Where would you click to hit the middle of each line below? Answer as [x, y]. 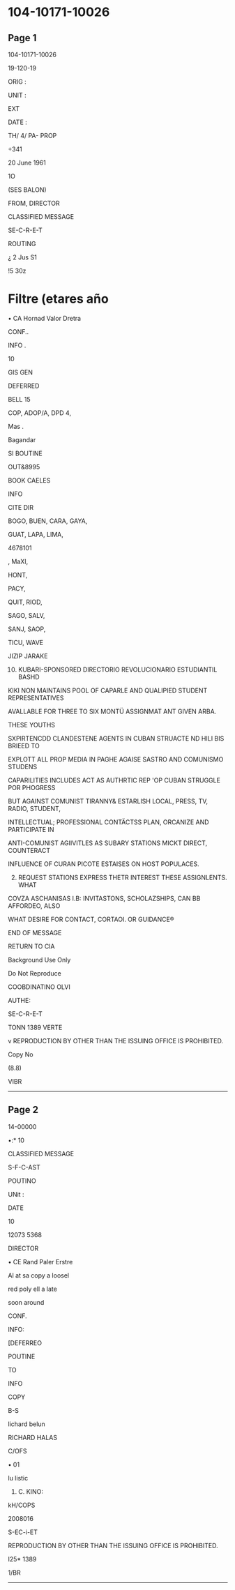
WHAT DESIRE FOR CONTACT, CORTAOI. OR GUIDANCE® [91, 919]
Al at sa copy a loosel [38, 1275]
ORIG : [17, 82]
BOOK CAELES [29, 480]
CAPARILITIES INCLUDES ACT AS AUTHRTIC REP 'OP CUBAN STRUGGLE [114, 780]
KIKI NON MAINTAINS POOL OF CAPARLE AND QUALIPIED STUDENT [108, 690]
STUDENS [23, 766]
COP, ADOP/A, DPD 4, [40, 413]
